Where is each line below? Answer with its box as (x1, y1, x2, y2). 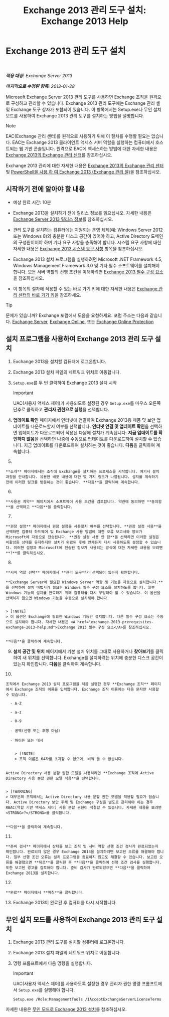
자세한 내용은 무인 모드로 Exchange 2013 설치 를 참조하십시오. (6, 1006, 127, 1012)
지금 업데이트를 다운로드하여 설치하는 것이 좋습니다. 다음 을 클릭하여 (24, 442, 155, 448)
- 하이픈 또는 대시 (10, 738, 44, 743)
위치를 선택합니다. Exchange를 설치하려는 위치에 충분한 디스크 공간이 (28, 654, 163, 660)
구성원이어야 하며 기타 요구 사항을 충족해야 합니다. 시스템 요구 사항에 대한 (18, 239, 162, 245)
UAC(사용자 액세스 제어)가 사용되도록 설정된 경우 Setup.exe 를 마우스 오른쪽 (13, 400, 161, 406)
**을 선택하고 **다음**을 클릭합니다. (6, 504, 73, 510)
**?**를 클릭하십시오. (6, 550, 46, 556)
